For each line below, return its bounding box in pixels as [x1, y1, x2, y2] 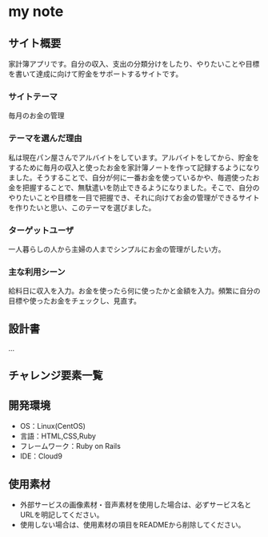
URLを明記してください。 [19, 510, 104, 519]
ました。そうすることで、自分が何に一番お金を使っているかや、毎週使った [8, 172, 253, 182]
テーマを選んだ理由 [8, 133, 82, 144]
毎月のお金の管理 [8, 111, 65, 120]
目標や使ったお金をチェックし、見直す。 [8, 296, 142, 306]
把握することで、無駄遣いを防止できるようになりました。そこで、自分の [22, 183, 260, 192]
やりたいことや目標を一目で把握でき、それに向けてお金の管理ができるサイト [8, 192, 260, 202]
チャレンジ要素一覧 [8, 369, 103, 382]
